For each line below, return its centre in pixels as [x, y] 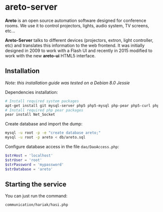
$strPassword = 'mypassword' [34, 164]
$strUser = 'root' [24, 160]
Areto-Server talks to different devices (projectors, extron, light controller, [79, 40]
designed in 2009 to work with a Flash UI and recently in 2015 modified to [79, 51]
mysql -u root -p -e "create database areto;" [53, 133]
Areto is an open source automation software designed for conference [76, 20]
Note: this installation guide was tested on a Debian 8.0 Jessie [67, 83]
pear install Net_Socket [30, 115]
